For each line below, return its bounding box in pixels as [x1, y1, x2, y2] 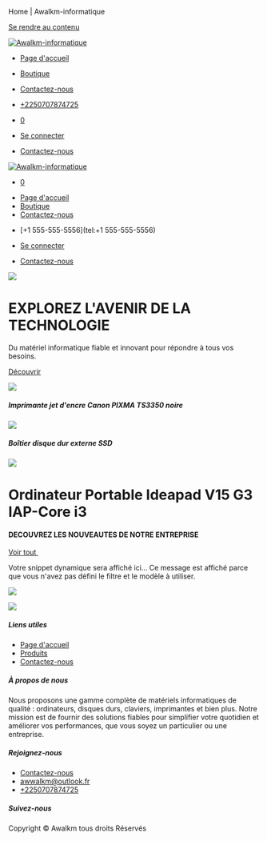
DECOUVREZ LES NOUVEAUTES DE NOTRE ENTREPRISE [8, 530, 199, 539]
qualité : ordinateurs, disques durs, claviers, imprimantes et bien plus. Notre [8, 704, 258, 714]
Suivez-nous [8, 803, 52, 813]
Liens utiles [8, 619, 48, 629]
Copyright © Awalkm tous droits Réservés [8, 823, 146, 833]
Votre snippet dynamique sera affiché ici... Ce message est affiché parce [8, 563, 249, 573]
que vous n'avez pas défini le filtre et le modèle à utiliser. [8, 571, 196, 581]
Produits [19, 648, 48, 659]
